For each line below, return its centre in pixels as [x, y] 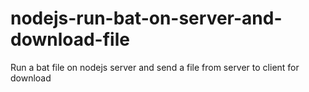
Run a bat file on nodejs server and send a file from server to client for [155, 67]
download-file [70, 39]
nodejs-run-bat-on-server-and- [146, 18]
